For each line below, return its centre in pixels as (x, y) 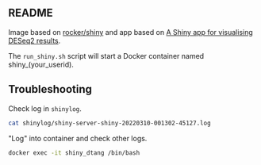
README (31, 13)
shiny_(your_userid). (41, 64)
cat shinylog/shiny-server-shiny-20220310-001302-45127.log (110, 123)
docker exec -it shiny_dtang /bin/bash (74, 153)
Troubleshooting (50, 89)
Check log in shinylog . (45, 108)
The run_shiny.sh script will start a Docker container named (106, 56)
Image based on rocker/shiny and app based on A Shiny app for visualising (131, 32)
